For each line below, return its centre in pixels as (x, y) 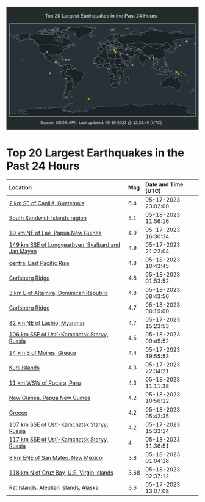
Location (20, 187)
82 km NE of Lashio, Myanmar (47, 323)
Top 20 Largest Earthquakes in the (95, 153)
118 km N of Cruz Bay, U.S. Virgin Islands (61, 473)
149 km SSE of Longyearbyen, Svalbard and (65, 244)
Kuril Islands (24, 368)
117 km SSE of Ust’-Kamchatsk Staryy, (59, 440)
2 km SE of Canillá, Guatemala (47, 203)
